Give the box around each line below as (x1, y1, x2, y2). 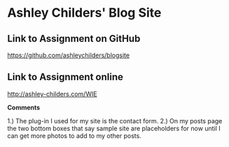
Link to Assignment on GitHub (7, 33, 141, 45)
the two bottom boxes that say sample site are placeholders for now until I (7, 124, 221, 132)
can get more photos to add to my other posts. (7, 131, 141, 140)
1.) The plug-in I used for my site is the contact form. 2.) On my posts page (7, 116, 223, 125)
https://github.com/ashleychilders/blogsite (7, 51, 130, 59)
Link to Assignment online (7, 71, 124, 83)
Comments (7, 103, 41, 111)
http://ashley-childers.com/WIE (7, 89, 97, 98)
